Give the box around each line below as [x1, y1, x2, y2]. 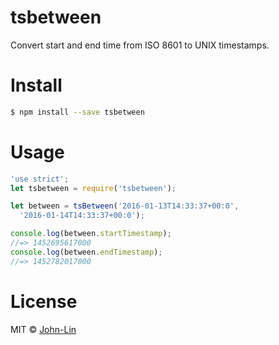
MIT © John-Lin [10, 323, 77, 335]
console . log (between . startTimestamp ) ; [10, 229, 172, 239]
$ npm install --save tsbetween [10, 107, 145, 117]
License [10, 290, 78, 313]
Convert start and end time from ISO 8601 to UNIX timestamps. [10, 39, 270, 51]
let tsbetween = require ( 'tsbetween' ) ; [10, 183, 177, 193]
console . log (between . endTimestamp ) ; [10, 247, 163, 257]
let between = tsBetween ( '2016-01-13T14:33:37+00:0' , [10, 201, 240, 211]
